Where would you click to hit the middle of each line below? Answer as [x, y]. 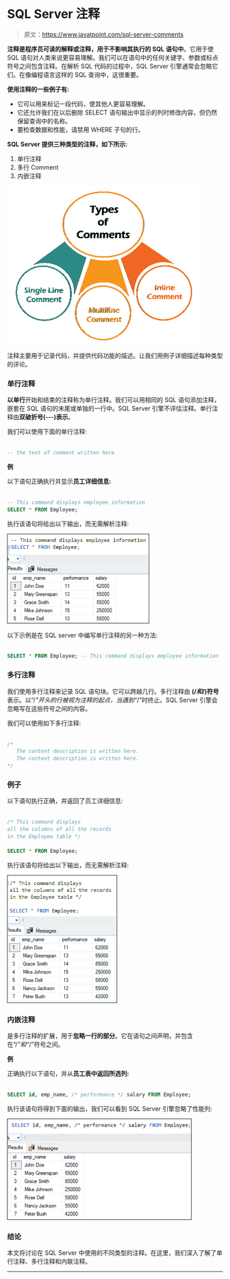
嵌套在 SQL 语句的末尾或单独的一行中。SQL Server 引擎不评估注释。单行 [110, 408]
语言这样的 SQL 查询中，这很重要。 [92, 74]
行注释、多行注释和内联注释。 [49, 1261]
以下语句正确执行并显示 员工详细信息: [59, 481]
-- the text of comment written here [61, 453]
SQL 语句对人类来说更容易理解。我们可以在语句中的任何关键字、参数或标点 [113, 57]
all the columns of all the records [59, 830]
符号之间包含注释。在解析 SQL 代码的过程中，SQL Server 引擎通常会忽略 [110, 66]
